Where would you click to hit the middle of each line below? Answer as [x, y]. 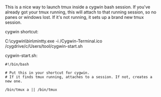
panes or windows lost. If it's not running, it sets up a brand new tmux [74, 17]
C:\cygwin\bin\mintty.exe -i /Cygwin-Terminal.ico [54, 41]
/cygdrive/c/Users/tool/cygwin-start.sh [44, 46]
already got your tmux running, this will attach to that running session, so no [81, 12]
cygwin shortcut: [22, 32]
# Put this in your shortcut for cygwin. [47, 73]
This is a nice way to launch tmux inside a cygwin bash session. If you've [78, 7]
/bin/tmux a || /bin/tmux [31, 90]
